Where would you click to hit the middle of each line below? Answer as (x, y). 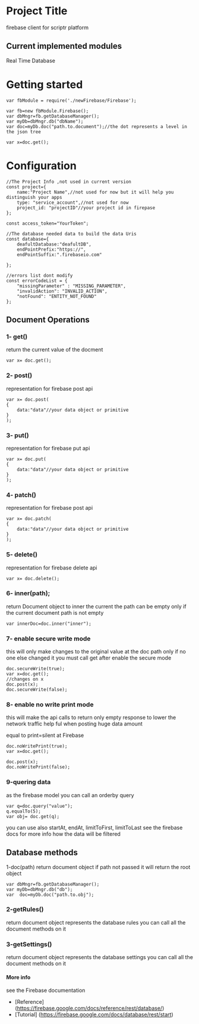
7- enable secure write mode (48, 639)
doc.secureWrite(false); (37, 690)
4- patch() (21, 494)
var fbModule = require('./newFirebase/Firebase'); (71, 100)
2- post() (19, 375)
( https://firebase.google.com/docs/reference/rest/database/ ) (89, 1009)
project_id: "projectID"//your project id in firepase (86, 208)
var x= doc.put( (26, 459)
